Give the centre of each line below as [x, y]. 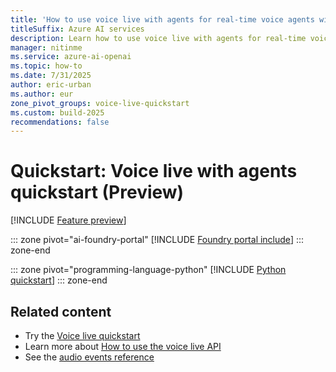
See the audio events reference [89, 357]
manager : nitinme [46, 47]
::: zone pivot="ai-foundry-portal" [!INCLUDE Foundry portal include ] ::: [157, 240]
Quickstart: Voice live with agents [154, 171]
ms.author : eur [42, 94]
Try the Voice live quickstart [82, 335]
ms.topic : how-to [46, 66]
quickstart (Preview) [97, 192]
